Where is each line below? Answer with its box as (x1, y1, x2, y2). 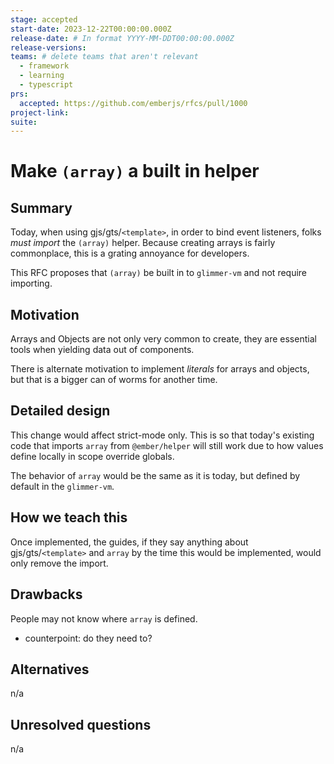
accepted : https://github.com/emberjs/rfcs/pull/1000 (19, 98, 248, 108)
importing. (10, 277, 53, 290)
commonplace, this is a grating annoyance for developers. (10, 247, 250, 260)
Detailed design (10, 402, 111, 420)
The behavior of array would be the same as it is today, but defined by (10, 469, 301, 481)
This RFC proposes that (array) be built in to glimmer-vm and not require (10, 267, 308, 279)
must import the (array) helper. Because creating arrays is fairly (10, 237, 276, 249)
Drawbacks (10, 586, 83, 603)
